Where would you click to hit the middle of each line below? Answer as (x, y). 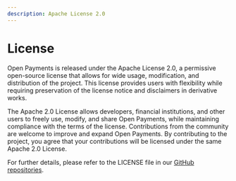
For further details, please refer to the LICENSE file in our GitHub (101, 162)
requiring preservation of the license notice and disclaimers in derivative (112, 90)
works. (17, 98)
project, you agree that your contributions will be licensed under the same (114, 141)
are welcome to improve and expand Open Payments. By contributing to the (117, 133)
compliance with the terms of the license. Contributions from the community (118, 126)
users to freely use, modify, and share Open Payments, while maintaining (113, 119)
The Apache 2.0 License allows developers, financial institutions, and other (116, 111)
